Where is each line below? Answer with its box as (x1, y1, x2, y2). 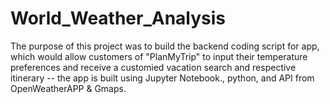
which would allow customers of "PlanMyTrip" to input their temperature (10, 50, 308, 62)
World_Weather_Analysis (10, 7, 227, 30)
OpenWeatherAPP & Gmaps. (10, 82, 127, 94)
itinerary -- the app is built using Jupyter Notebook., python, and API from (10, 72, 315, 84)
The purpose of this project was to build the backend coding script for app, (10, 40, 320, 52)
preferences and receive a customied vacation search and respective (10, 61, 297, 73)
